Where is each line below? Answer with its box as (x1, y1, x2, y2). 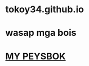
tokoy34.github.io (5, 4, 84, 15)
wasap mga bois (5, 27, 77, 39)
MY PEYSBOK (5, 50, 66, 62)
